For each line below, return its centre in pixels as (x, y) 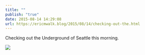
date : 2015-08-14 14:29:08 (33, 19)
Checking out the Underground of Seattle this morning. (62, 38)
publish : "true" (22, 14)
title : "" (16, 10)
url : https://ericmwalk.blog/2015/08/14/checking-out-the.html (73, 24)
